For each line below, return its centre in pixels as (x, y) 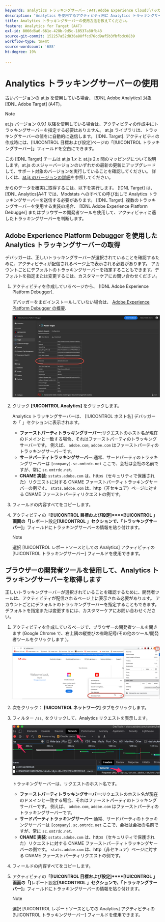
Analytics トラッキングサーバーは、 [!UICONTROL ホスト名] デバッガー (84, 416)
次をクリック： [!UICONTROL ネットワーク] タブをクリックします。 (81, 708)
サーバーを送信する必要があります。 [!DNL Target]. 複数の (80, 200)
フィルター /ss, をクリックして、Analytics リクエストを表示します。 (81, 718)
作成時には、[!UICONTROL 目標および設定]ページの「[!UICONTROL (73, 142)
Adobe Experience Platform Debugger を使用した (82, 236)
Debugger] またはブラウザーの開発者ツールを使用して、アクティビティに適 (81, 212)
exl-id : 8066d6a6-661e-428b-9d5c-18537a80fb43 (54, 31)
